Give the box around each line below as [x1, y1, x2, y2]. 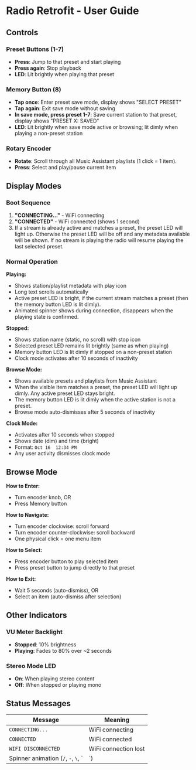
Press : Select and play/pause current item [14, 164, 116, 171]
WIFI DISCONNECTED [9, 745, 60, 752]
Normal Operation [6, 258, 59, 266]
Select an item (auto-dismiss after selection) [14, 593, 122, 600]
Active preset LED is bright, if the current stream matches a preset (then [14, 295, 188, 302]
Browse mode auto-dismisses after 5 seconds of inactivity [14, 408, 155, 415]
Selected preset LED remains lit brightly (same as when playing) [14, 342, 169, 349]
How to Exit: [6, 575, 36, 582]
